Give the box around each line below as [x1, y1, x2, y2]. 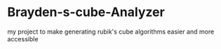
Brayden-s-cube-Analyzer [7, 4, 165, 20]
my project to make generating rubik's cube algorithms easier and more [7, 27, 215, 36]
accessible [7, 34, 39, 43]
